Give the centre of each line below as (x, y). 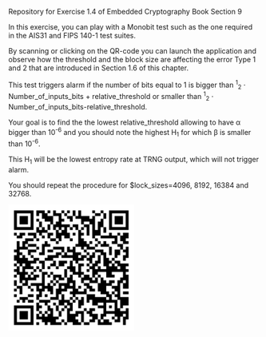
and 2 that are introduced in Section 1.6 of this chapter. (99, 68)
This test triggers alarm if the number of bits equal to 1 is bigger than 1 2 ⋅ (127, 85)
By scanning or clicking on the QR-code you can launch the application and (133, 51)
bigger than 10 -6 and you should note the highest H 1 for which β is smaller (130, 132)
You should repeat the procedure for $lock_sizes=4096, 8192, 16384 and (129, 185)
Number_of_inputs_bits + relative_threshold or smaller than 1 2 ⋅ (111, 97)
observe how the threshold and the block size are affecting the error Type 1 (132, 59)
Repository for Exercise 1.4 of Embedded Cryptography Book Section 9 (125, 12)
